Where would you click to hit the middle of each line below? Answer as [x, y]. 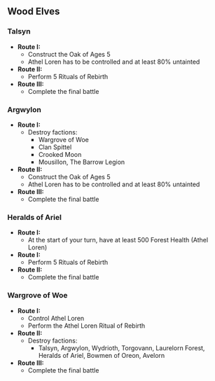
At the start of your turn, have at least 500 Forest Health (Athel [118, 240]
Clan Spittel [55, 147]
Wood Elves [34, 12]
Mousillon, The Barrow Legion [82, 162]
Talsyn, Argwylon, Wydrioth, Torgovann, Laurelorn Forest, [122, 348]
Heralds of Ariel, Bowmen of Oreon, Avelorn [102, 355]
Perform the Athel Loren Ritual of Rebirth [86, 326]
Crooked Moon [60, 154]
